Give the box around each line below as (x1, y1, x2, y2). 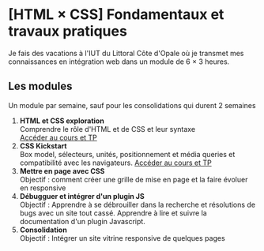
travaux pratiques (8, 22, 128, 40)
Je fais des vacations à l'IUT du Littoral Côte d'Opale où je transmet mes (8, 48, 244, 58)
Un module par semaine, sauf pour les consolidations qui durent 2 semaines (8, 100, 256, 110)
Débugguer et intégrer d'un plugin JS (19, 191, 145, 200)
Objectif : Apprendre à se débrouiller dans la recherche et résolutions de (19, 200, 255, 209)
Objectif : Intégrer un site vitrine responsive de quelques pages (19, 233, 225, 242)
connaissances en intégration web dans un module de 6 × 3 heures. (8, 57, 230, 66)
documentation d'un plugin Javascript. (19, 216, 146, 226)
